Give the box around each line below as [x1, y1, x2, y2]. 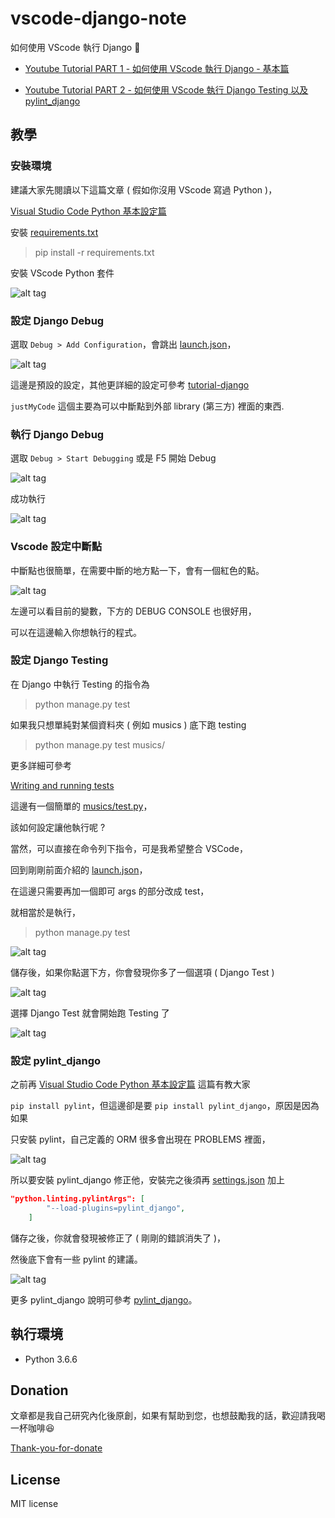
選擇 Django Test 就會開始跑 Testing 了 [10, 1007, 170, 1019]
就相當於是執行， [10, 906, 81, 918]
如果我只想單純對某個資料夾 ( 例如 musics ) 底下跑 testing [10, 718, 247, 731]
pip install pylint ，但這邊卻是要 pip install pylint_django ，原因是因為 [10, 1100, 320, 1112]
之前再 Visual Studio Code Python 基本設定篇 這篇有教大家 [10, 1078, 251, 1091]
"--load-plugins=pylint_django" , [46, 1203, 186, 1213]
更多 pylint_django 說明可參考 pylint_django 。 [10, 1293, 198, 1306]
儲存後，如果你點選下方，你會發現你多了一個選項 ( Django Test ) [10, 966, 275, 978]
